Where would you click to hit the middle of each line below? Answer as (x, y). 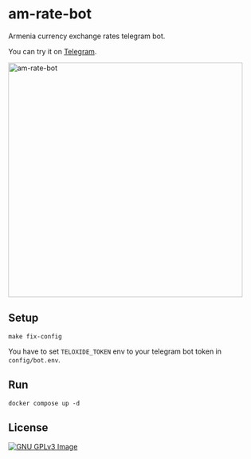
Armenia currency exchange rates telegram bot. (87, 36)
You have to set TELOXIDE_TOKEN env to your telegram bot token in (115, 351)
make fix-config (35, 336)
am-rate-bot (50, 14)
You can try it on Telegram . (53, 51)
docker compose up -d (44, 403)
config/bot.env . (35, 359)
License (28, 427)
